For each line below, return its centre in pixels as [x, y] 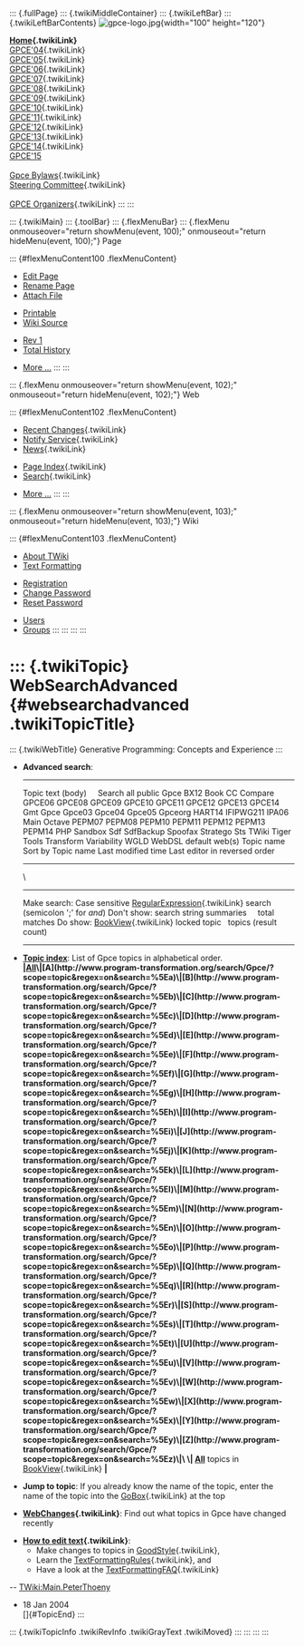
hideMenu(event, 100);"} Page [66, 241]
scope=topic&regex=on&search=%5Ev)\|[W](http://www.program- [152, 1381]
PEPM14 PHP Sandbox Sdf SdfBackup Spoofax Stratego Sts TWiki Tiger [157, 831]
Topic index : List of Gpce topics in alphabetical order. [123, 958]
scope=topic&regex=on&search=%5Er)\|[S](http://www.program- [150, 1304]
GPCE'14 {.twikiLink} [47, 146]
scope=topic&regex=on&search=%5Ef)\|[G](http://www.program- [151, 1073]
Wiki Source [45, 322]
